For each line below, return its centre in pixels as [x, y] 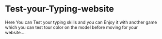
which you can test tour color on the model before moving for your [72, 27]
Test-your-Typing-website [59, 9]
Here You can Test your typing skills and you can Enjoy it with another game [81, 22]
